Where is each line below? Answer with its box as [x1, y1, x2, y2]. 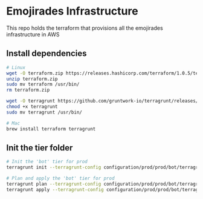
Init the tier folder [6, 143, 73, 153]
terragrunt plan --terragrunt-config [6, 181, 101, 187]
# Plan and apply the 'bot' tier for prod [6, 175, 115, 181]
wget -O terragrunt [6, 98, 56, 104]
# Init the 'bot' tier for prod [6, 159, 88, 165]
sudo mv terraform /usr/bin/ [6, 81, 80, 87]
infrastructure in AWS [6, 30, 60, 38]
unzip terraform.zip [6, 76, 59, 82]
